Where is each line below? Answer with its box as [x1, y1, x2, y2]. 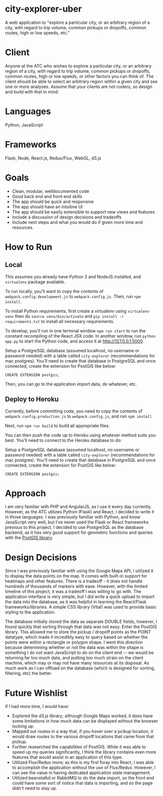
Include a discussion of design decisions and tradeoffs [12, 214, 122, 220]
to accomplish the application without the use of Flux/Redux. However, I [12, 765, 156, 771]
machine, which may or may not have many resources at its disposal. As [5, 660, 149, 666]
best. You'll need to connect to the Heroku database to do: [5, 437, 122, 443]
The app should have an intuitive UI [12, 203, 83, 210]
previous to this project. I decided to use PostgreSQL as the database [5, 525, 144, 530]
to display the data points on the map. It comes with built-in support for [5, 573, 147, 579]
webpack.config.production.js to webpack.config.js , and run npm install [5, 413, 152, 419]
